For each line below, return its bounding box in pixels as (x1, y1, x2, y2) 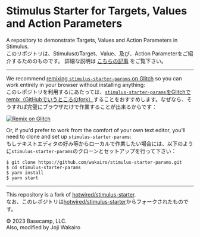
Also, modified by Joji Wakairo (6, 223, 81, 230)
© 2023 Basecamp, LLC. (6, 217, 67, 224)
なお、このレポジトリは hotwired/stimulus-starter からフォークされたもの (6, 198, 183, 205)
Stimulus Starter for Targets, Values (6, 4, 187, 18)
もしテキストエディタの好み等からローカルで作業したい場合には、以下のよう (6, 140, 193, 147)
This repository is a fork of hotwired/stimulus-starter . (6, 191, 136, 198)
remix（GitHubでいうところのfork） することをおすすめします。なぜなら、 (6, 95, 187, 102)
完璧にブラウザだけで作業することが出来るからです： (26, 103, 158, 110)
